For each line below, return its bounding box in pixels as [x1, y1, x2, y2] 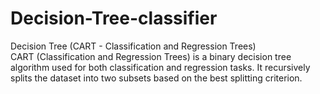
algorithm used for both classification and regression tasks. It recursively [10, 61, 311, 73]
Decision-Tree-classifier [10, 7, 218, 30]
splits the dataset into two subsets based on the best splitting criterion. [10, 72, 303, 84]
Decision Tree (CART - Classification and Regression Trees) [10, 40, 257, 52]
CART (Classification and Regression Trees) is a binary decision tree [10, 50, 292, 62]
